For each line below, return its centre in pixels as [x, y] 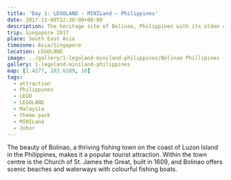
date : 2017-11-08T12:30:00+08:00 [55, 20]
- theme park [32, 115]
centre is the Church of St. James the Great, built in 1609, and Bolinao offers [115, 162]
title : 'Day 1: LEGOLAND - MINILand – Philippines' [82, 13]
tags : [15, 77]
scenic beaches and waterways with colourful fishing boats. [92, 169]
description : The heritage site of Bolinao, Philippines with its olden [113, 26]
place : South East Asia [41, 39]
